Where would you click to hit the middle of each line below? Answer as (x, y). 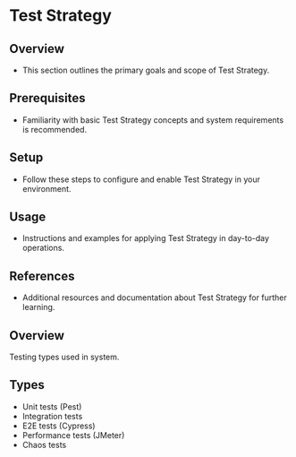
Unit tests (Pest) (52, 406)
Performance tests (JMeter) (73, 435)
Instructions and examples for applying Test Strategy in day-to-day (146, 238)
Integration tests (52, 416)
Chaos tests (44, 444)
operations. (43, 248)
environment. (47, 188)
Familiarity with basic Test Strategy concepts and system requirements (153, 120)
